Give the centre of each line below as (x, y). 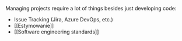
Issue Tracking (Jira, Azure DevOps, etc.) (63, 19)
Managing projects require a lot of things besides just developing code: (91, 8)
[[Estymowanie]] (34, 26)
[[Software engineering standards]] (56, 32)
